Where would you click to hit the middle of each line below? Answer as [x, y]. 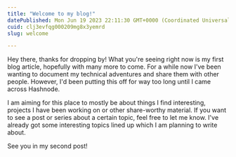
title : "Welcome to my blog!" [52, 14]
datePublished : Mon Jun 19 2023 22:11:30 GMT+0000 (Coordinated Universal [119, 20]
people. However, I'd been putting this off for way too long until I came [109, 82]
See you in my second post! [47, 146]
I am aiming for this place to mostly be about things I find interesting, [106, 103]
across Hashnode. [34, 89]
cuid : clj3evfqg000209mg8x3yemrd [56, 27]
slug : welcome [28, 33]
